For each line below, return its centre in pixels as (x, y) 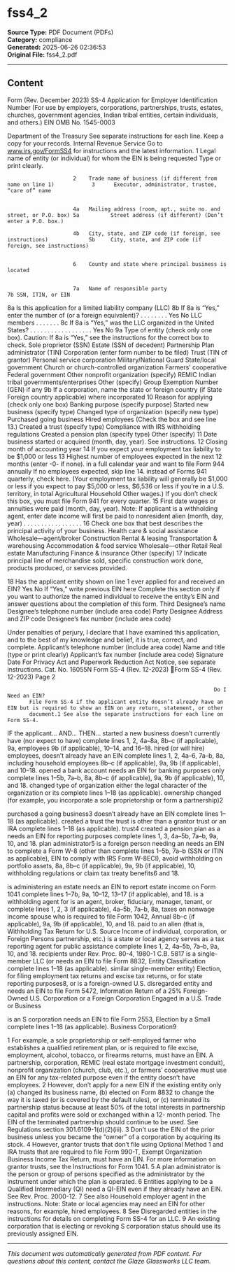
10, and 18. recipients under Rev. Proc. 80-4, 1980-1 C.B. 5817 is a (102, 954)
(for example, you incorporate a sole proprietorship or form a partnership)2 (115, 800)
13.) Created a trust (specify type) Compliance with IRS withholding (104, 426)
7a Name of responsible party (120, 288)
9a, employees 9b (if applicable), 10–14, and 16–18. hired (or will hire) (106, 748)
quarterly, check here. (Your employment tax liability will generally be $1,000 (117, 479)
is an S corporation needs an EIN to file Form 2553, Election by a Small (109, 1019)
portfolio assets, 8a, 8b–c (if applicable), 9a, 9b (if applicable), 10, (102, 865)
